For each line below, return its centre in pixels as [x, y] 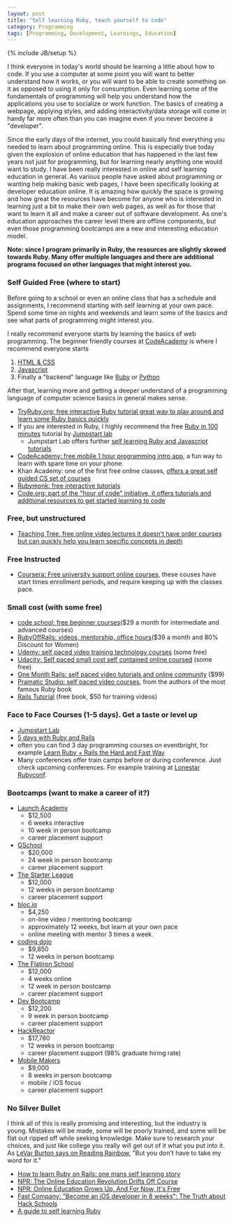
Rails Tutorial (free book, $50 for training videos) [87, 697]
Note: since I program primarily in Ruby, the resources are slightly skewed [117, 249]
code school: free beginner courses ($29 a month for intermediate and [118, 623]
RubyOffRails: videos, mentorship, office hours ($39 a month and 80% [118, 637]
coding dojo [35, 942]
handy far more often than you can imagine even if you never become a [110, 119]
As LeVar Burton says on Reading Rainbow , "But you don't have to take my [114, 1153]
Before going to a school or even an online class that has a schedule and [112, 298]
